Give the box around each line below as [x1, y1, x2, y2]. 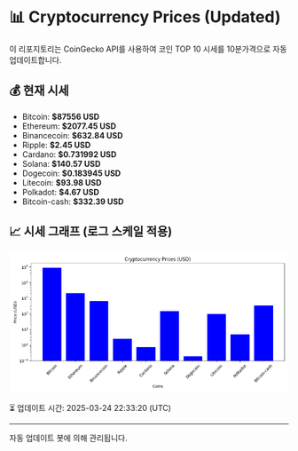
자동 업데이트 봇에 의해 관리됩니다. [9, 432, 128, 443]
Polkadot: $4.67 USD [21, 186, 100, 197]
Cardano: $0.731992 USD [21, 148, 117, 160]
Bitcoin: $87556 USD [21, 111, 100, 122]
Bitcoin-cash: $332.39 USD [21, 196, 124, 207]
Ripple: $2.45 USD [21, 139, 91, 150]
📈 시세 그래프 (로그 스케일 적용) [9, 224, 173, 240]
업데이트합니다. [9, 54, 62, 65]
